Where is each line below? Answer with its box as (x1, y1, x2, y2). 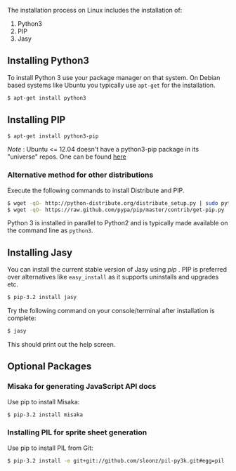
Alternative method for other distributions (7, 170, 154, 180)
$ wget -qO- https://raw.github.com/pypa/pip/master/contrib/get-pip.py (7, 206, 225, 213)
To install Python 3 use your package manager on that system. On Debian (7, 73, 221, 81)
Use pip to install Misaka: (7, 397, 80, 406)
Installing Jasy (7, 246, 72, 258)
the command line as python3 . (7, 226, 93, 234)
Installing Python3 (7, 55, 90, 67)
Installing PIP (7, 114, 66, 126)
